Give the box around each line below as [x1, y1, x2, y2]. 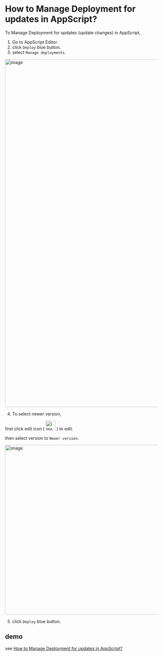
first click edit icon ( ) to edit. [5, 426, 74, 432]
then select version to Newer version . [5, 435, 79, 441]
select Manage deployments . [12, 49, 66, 55]
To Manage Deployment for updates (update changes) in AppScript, [5, 30, 141, 35]
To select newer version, [12, 411, 62, 416]
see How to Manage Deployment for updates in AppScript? [5, 645, 123, 651]
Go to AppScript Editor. [12, 39, 58, 45]
